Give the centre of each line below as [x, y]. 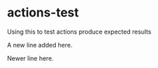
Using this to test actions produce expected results [79, 32]
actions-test [43, 13]
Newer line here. [30, 58]
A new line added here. [40, 45]
